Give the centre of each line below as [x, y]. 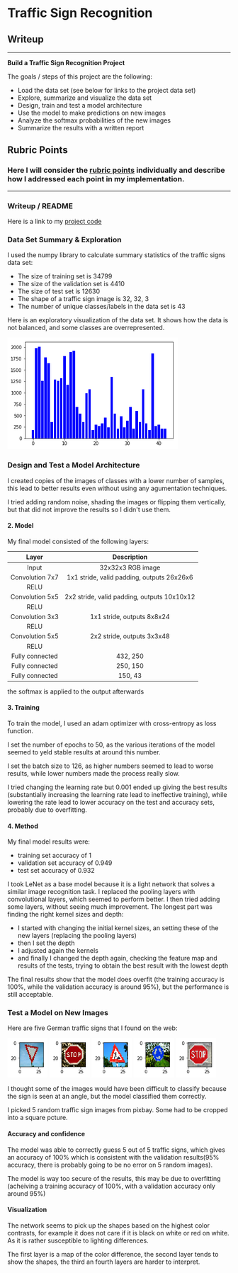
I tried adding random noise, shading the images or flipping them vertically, [117, 502]
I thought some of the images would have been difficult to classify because [117, 1089]
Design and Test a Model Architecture [74, 465]
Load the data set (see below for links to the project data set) [107, 90]
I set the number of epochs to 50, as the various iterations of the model [111, 745]
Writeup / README [40, 205]
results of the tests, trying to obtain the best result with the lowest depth [123, 966]
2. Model [21, 526]
